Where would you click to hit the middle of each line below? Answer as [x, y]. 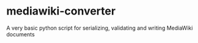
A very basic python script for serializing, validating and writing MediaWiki [100, 28]
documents [20, 34]
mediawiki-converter [61, 11]
